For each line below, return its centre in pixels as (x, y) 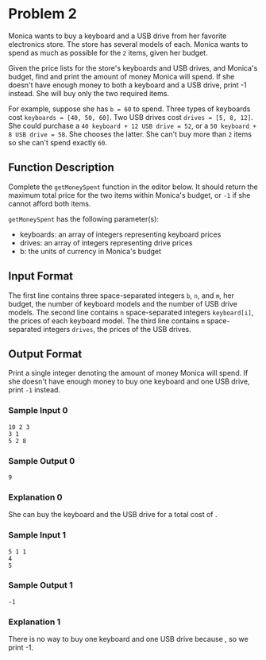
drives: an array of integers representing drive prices (106, 242)
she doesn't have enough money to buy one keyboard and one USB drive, (129, 381)
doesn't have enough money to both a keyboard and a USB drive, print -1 (128, 85)
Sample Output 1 (40, 585)
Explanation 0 (35, 497)
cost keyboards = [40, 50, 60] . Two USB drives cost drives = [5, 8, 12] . (131, 117)
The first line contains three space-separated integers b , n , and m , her (121, 295)
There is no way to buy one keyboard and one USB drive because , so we (128, 639)
